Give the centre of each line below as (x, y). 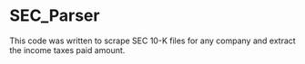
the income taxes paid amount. (67, 50)
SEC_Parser (55, 16)
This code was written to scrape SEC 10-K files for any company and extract (152, 41)
